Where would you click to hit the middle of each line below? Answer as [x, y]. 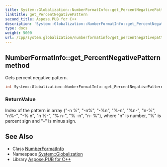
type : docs [16, 28]
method [17, 66]
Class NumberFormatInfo [38, 149]
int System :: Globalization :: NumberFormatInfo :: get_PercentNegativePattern [84, 87]
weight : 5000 [19, 33]
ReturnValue [20, 99]
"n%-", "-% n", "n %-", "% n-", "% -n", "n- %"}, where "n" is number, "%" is [83, 116]
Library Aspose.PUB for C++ [42, 159]
